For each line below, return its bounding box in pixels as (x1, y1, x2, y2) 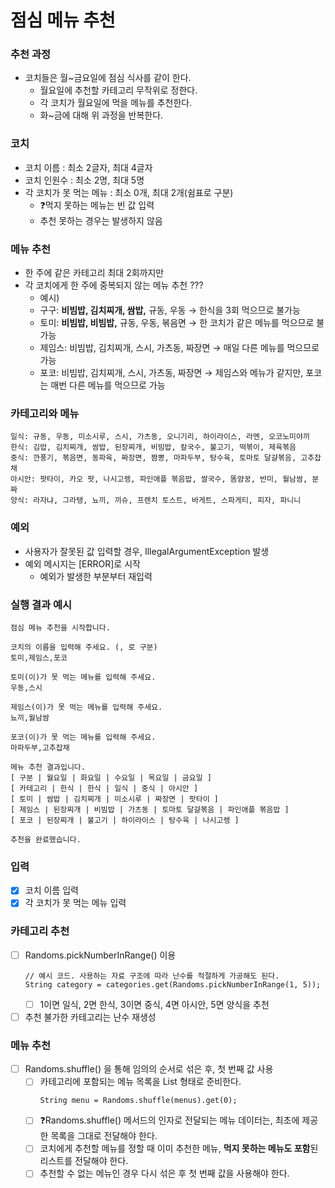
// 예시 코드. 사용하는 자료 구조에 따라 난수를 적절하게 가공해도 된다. (24, 971, 280, 981)
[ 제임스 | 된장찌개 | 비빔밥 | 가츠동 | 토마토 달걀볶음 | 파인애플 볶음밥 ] (10, 804, 290, 815)
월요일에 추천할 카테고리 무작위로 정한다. (39, 84, 198, 96)
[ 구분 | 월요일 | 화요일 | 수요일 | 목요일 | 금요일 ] (10, 772, 212, 783)
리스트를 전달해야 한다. (39, 1155, 129, 1167)
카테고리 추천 (10, 924, 70, 938)
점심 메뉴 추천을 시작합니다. (10, 622, 111, 633)
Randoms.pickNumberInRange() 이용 (24, 949, 177, 961)
